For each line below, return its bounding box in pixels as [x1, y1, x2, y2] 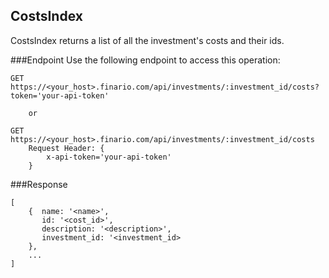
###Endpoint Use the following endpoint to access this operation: [10, 54, 281, 66]
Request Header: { [28, 143, 105, 153]
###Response [10, 178, 68, 190]
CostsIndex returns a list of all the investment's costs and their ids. [10, 34, 285, 46]
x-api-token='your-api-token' [46, 152, 172, 162]
